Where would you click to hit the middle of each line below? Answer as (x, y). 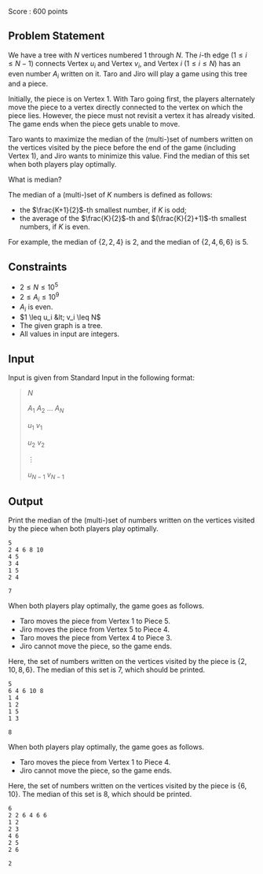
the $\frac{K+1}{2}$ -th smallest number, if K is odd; (103, 210)
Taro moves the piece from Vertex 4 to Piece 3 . (96, 637)
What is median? (35, 179)
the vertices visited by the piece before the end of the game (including (122, 148)
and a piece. (28, 84)
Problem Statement (57, 36)
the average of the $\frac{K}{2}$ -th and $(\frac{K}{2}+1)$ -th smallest (133, 219)
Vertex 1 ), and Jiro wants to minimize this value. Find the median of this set (129, 156)
